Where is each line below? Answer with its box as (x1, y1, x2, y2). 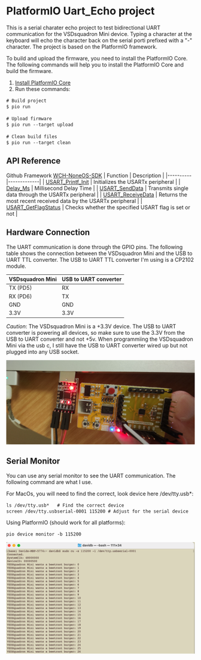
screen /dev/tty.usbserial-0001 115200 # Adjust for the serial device (6, 508, 188, 514)
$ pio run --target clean (6, 140, 71, 146)
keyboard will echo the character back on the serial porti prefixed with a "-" (6, 37, 193, 44)
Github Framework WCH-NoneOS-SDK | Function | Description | (6, 172, 165, 179)
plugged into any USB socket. (6, 348, 80, 355)
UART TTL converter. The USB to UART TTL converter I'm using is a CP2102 (6, 256, 194, 263)
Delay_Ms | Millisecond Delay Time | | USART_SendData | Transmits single (6, 184, 188, 192)
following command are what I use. (6, 478, 93, 486)
